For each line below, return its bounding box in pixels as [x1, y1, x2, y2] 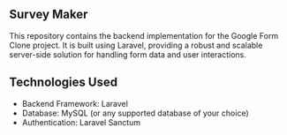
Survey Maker [9, 7, 88, 22]
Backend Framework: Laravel [21, 98, 128, 109]
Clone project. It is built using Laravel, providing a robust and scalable [9, 40, 263, 50]
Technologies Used [9, 75, 117, 90]
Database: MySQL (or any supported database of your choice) [21, 108, 249, 118]
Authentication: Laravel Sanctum [21, 116, 141, 127]
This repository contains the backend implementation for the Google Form [9, 30, 279, 41]
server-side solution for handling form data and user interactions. [9, 49, 247, 60]
